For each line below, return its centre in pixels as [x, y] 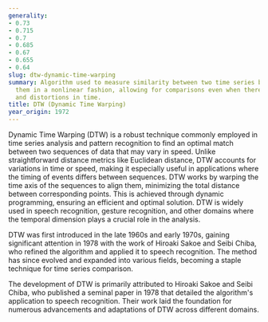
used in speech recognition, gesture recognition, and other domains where [131, 211]
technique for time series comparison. [71, 269]
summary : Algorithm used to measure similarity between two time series [132, 82]
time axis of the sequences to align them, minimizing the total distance [124, 185]
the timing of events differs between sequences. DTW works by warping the [134, 177]
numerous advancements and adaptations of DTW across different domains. [134, 309]
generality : [28, 16]
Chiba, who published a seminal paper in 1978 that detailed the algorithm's [131, 293]
